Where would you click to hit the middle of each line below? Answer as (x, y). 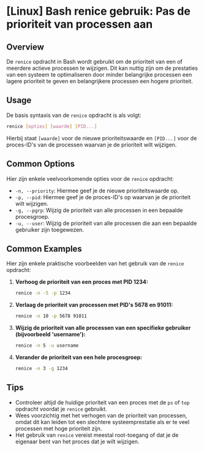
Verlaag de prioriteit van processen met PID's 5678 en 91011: (94, 305)
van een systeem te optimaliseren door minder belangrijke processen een (99, 74)
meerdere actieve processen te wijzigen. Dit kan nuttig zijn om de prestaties (102, 68)
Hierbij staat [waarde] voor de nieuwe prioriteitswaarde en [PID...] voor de (102, 138)
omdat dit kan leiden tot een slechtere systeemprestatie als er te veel (102, 422)
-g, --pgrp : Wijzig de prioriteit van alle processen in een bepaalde (99, 210)
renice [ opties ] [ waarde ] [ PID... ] (52, 126)
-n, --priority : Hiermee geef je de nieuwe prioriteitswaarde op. (97, 191)
